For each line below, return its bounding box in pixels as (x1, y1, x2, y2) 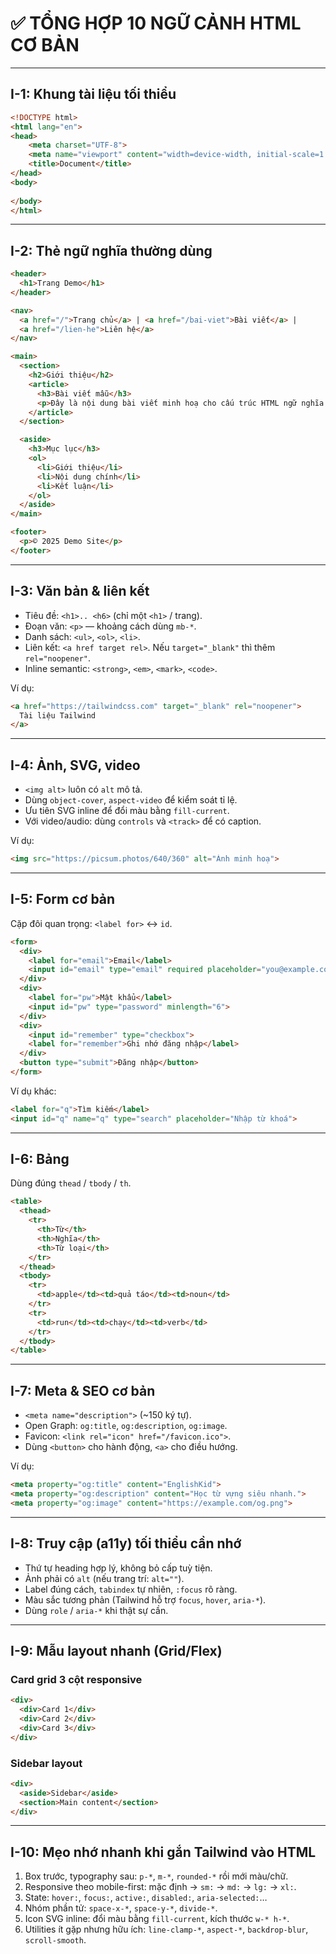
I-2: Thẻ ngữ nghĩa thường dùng (10, 242, 213, 259)
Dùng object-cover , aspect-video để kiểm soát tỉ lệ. (24, 794, 238, 806)
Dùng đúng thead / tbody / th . (10, 1177, 132, 1189)
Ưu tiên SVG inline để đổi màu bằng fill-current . (24, 805, 230, 817)
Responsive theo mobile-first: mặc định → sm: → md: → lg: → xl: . (24, 1881, 297, 1893)
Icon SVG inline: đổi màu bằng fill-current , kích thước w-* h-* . (24, 1913, 290, 1925)
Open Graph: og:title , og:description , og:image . (24, 1420, 228, 1432)
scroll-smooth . (24, 1934, 87, 1946)
